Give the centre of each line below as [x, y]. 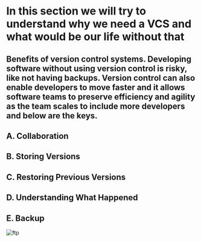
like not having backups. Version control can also [101, 78]
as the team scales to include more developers [96, 106]
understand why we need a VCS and [99, 24]
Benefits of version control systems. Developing [99, 59]
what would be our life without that [95, 37]
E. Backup [26, 218]
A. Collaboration [37, 136]
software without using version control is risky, [97, 68]
